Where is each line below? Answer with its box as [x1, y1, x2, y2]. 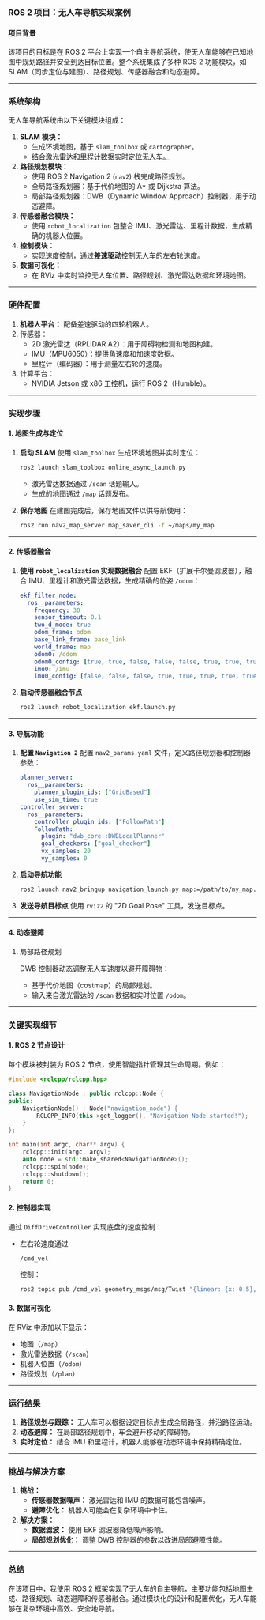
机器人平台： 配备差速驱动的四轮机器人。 [19, 319, 154, 329]
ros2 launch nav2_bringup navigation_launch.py [19, 886, 179, 893]
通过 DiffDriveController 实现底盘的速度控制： [8, 1222, 162, 1231]
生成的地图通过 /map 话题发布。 [31, 489, 133, 498]
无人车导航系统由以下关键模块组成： [8, 115, 126, 125]
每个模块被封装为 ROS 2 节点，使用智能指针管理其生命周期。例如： [8, 1059, 226, 1069]
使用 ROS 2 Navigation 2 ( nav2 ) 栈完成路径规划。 [31, 172, 189, 181]
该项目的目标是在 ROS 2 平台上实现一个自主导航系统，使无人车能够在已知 [8, 47, 247, 57]
